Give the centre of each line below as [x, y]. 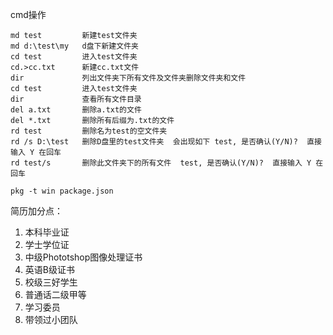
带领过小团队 [51, 319]
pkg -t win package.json [62, 191]
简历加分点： [36, 211]
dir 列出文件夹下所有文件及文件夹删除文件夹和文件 [128, 78]
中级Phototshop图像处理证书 [83, 257]
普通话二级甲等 [55, 294]
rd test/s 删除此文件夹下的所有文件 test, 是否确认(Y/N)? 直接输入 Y [161, 163]
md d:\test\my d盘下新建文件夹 [74, 46]
